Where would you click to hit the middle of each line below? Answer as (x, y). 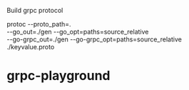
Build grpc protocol (35, 10)
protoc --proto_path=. (39, 24)
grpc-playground (58, 76)
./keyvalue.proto (31, 47)
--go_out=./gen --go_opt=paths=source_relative (78, 32)
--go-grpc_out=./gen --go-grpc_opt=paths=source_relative (94, 39)
